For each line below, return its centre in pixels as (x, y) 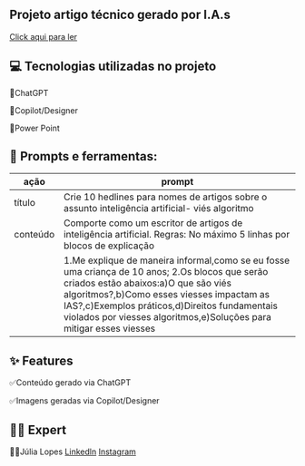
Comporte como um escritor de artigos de (153, 223)
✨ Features (41, 360)
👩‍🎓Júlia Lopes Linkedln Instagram (73, 451)
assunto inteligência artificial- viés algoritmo (158, 209)
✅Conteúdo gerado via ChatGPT (70, 383)
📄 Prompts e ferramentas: (84, 156)
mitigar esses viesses (109, 328)
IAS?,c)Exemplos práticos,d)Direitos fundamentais (171, 306)
